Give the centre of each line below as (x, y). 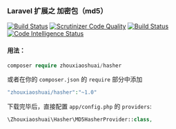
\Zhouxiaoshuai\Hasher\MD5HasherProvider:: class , (80, 120)
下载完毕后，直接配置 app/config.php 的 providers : (79, 107)
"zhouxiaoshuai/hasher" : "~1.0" (52, 92)
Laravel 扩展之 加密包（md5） (58, 10)
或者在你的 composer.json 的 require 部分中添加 (75, 79)
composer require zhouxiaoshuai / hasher (65, 66)
